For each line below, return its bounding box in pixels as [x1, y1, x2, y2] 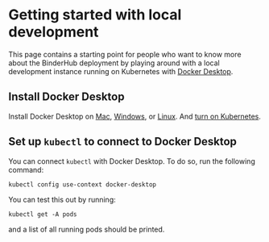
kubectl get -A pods [8, 210, 78, 219]
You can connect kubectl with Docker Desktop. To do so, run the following [8, 156, 255, 166]
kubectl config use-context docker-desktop [8, 180, 157, 189]
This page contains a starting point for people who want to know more [8, 49, 242, 59]
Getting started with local [8, 6, 182, 24]
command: [8, 165, 44, 174]
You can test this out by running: [8, 194, 117, 204]
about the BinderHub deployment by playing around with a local [8, 58, 220, 68]
